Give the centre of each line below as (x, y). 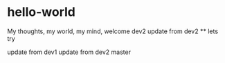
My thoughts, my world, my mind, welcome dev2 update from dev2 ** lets (113, 31)
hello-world (42, 12)
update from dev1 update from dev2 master (69, 52)
